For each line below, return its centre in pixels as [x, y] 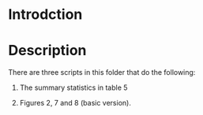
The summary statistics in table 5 [73, 87]
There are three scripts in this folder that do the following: [102, 72]
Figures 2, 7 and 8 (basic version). [75, 103]
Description [47, 51]
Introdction [45, 15]
